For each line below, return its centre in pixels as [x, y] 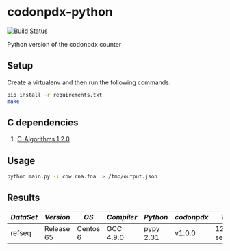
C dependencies [43, 122]
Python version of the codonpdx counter [64, 44]
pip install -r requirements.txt [55, 95]
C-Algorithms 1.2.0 [43, 139]
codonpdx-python [60, 12]
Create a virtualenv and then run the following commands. [89, 82]
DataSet [24, 217]
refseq [21, 232]
